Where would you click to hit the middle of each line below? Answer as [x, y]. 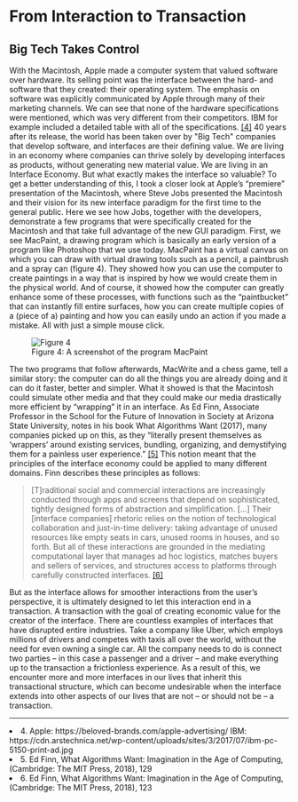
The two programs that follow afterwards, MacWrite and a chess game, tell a [149, 369]
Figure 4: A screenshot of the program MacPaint [120, 352]
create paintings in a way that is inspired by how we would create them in [143, 278]
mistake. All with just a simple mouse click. [87, 325]
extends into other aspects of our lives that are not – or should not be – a [142, 696]
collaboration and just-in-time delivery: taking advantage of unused [154, 528]
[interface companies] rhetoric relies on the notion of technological [153, 518]
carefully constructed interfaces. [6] [97, 575]
